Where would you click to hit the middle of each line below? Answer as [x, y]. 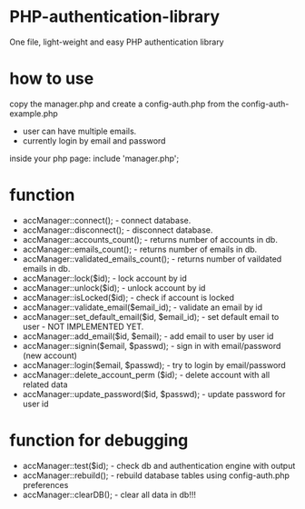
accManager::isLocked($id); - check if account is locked [128, 297]
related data [45, 384]
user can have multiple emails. [79, 131]
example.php [34, 113]
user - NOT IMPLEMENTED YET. [83, 326]
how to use [52, 79]
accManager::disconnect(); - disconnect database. [118, 230]
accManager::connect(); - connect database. [107, 220]
